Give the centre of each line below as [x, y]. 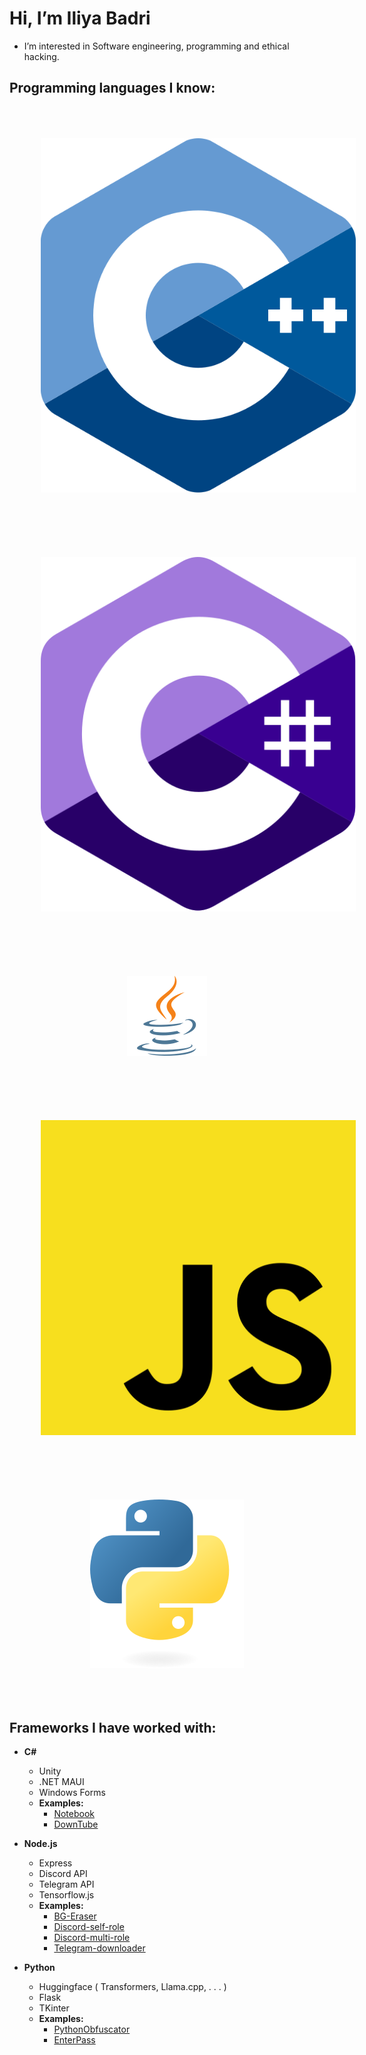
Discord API [63, 1873]
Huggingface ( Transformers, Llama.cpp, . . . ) [132, 1986]
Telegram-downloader [99, 1948]
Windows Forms [72, 1792]
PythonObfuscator [92, 2029]
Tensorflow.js [66, 1894]
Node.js [40, 1843]
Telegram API [66, 1884]
